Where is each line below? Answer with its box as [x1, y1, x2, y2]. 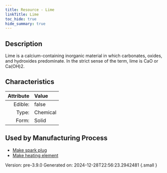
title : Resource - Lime [5, 7, 55, 12]
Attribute [7, 92, 30, 99]
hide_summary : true [5, 21, 46, 26]
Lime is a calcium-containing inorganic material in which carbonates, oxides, [5, 53, 163, 59]
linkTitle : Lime [5, 12, 39, 17]
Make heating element [12, 152, 58, 158]
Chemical [34, 109, 56, 116]
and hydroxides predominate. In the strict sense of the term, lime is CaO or [5, 58, 159, 64]
